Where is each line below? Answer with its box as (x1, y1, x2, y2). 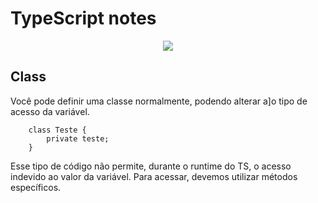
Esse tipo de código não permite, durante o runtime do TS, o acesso (10, 160, 292, 172)
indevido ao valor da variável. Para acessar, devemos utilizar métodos (10, 170, 298, 182)
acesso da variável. (10, 105, 90, 117)
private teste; (46, 133, 110, 144)
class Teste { (28, 125, 87, 135)
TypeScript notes (10, 7, 157, 30)
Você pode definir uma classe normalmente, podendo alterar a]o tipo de (10, 95, 308, 107)
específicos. (10, 181, 62, 193)
